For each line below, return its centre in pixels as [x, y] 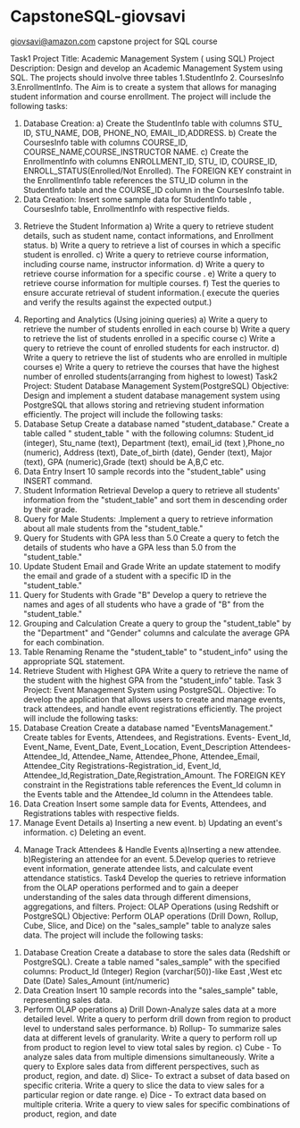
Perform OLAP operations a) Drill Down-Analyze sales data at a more [150, 1009]
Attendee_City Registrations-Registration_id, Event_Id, [122, 765]
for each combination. [63, 642]
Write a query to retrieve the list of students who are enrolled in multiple [155, 357]
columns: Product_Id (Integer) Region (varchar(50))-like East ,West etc [153, 971]
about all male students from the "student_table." [113, 528]
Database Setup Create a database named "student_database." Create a [156, 424]
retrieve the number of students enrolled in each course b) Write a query [157, 329]
